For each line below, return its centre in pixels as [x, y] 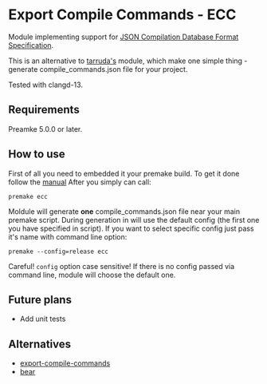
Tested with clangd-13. [46, 85]
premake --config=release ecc [59, 251]
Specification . [31, 45]
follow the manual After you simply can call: [80, 182]
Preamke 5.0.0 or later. [45, 129]
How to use [37, 154]
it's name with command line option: [68, 236]
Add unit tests [43, 319]
